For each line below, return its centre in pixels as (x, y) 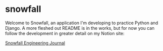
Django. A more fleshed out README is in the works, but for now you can (80, 28)
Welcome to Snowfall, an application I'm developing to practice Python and (82, 23)
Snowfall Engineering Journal (35, 43)
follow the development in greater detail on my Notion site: (65, 33)
